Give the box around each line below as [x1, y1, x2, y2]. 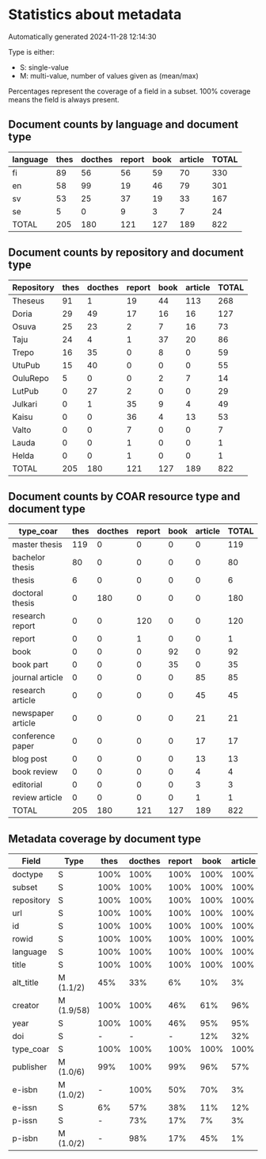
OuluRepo [12, 372, 49, 383]
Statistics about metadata [8, 6, 182, 24]
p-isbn [12, 1133, 38, 1144]
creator [12, 1000, 40, 1011]
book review [12, 766, 58, 777]
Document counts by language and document [8, 117, 239, 132]
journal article [12, 672, 63, 683]
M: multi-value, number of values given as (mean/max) [19, 71, 199, 80]
